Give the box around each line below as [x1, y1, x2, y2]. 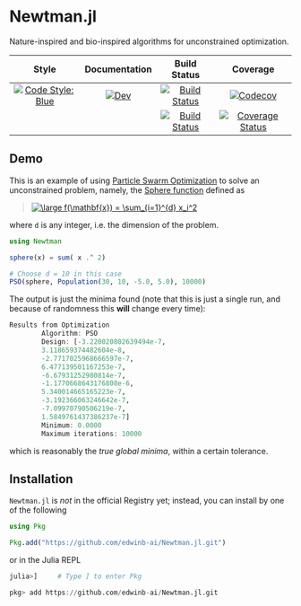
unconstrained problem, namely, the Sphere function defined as [9, 184, 245, 195]
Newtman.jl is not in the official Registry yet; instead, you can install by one [9, 496, 285, 506]
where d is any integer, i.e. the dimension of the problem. [9, 219, 219, 230]
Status [171, 68, 200, 81]
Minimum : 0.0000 [41, 420, 102, 430]
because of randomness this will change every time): [9, 303, 206, 314]
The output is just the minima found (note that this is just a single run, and [9, 294, 280, 304]
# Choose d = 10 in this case [9, 269, 123, 278]
